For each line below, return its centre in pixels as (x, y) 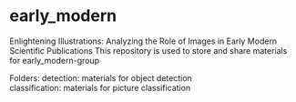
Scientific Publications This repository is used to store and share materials (148, 50)
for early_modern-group (55, 60)
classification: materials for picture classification (100, 87)
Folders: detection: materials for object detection (101, 77)
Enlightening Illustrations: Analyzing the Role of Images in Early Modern (143, 41)
